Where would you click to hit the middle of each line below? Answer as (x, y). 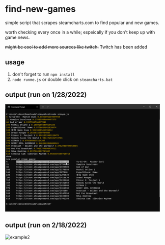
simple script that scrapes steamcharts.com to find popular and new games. (82, 23)
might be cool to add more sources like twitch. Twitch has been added (76, 47)
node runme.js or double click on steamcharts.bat (62, 79)
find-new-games (41, 9)
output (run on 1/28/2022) (46, 95)
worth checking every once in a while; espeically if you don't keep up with (80, 32)
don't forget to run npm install (43, 74)
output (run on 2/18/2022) (46, 225)
